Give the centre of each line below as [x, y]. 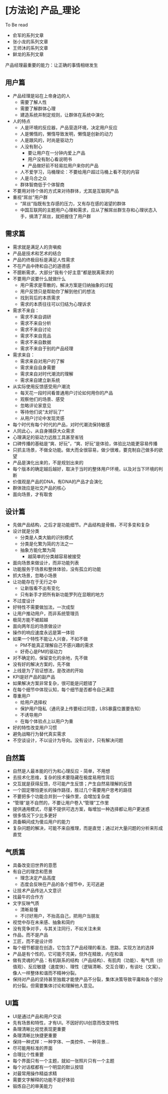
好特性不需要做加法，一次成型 [43, 607]
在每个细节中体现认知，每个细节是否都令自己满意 [63, 690]
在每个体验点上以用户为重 [47, 721]
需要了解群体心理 [38, 108]
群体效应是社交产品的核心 [39, 488]
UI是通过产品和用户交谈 [37, 1016]
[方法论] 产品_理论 [43, 10]
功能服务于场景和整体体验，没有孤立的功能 [57, 569]
